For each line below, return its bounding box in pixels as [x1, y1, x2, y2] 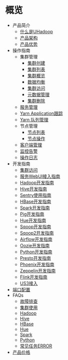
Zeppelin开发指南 [19, 267, 56, 273]
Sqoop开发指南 [19, 224, 51, 230]
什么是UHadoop [19, 28, 53, 34]
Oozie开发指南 [19, 242, 50, 248]
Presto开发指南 [19, 255, 51, 261]
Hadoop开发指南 [19, 179, 54, 185]
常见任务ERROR [19, 343, 52, 349]
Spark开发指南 [19, 204, 50, 210]
